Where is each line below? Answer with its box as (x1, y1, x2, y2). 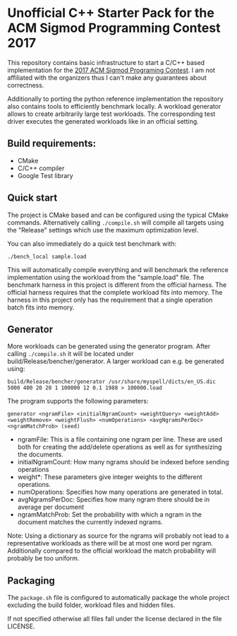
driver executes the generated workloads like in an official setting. (7, 117, 199, 125)
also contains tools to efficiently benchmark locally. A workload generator (7, 102, 221, 110)
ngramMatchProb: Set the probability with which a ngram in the (17, 510, 202, 519)
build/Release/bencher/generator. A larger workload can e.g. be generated (7, 357, 224, 365)
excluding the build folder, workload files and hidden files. (7, 601, 176, 609)
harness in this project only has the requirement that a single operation (7, 295, 213, 304)
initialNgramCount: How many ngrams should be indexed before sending (17, 458, 229, 466)
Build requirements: (7, 138, 97, 150)
